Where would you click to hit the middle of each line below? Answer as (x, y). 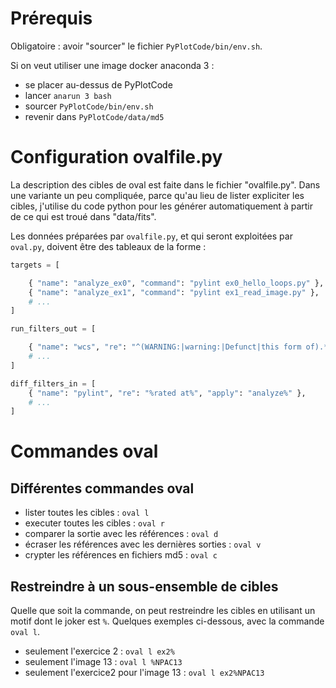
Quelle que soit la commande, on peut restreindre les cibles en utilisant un (163, 611)
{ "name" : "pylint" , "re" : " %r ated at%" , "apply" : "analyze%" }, (167, 393)
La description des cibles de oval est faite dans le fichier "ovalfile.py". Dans (165, 184)
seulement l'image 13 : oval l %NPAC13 (103, 662)
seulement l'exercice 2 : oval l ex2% (99, 651)
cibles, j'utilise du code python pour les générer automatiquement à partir (161, 206)
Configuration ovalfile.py (116, 157)
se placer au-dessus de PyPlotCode (98, 84)
